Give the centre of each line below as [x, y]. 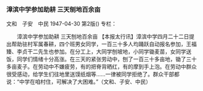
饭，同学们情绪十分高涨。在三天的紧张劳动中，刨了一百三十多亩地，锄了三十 [101, 59]
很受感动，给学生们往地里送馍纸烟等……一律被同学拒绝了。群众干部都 [93, 74]
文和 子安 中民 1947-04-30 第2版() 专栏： [61, 24]
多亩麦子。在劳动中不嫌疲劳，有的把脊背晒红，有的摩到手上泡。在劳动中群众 [101, 67]
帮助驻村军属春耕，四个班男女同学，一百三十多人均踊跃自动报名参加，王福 [104, 44]
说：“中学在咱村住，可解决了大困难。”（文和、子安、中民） [79, 82]
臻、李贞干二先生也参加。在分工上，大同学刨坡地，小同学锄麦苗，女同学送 [99, 52]
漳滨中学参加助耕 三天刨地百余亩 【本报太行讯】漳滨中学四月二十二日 [103, 37]
